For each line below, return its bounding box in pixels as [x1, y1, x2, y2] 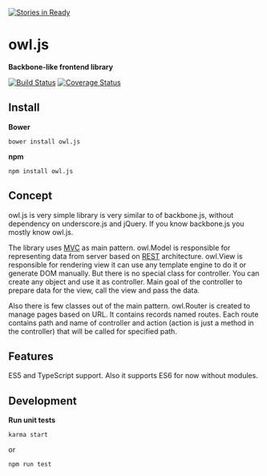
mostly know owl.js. [8, 227, 74, 236]
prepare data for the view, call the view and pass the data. [8, 285, 200, 295]
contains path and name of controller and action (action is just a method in [8, 317, 254, 328]
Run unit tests [8, 415, 56, 425]
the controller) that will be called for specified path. [8, 326, 178, 336]
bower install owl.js [8, 137, 81, 146]
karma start [8, 431, 48, 439]
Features [8, 349, 54, 363]
